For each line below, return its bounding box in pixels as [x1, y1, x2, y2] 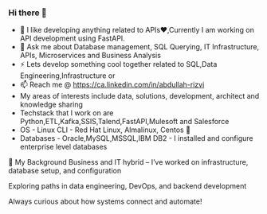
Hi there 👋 [8, 7, 48, 18]
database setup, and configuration [8, 166, 122, 176]
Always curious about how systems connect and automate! [8, 196, 202, 206]
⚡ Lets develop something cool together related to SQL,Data [19, 60, 218, 69]
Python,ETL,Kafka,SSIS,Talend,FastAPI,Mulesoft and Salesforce [19, 117, 230, 126]
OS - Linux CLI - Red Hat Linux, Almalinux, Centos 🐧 [19, 125, 191, 134]
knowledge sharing [19, 99, 84, 110]
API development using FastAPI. [19, 33, 125, 43]
